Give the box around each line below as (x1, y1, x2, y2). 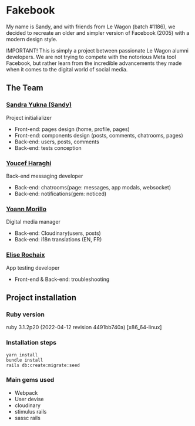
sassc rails (14, 414, 41, 421)
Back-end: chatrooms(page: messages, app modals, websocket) (14, 183, 172, 191)
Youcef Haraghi (6, 159, 52, 167)
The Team (6, 83, 44, 93)
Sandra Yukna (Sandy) (6, 101, 72, 109)
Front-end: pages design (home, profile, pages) (14, 125, 130, 133)
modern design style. (6, 35, 58, 42)
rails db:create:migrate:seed (6, 362, 80, 368)
